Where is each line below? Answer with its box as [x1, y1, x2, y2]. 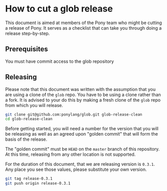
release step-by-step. [5, 30, 50, 36]
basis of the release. [5, 136, 48, 142]
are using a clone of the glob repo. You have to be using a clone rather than [5, 91, 161, 98]
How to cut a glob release [5, 3, 113, 15]
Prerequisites [5, 45, 48, 53]
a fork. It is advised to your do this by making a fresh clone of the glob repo [5, 97, 161, 103]
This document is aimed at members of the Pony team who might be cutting [5, 20, 162, 26]
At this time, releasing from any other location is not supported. [5, 151, 136, 157]
